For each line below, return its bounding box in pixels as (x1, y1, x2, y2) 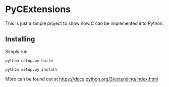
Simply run (5, 48, 28, 54)
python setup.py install (5, 67, 58, 72)
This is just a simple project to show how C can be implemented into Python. (5, 20, 164, 26)
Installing (5, 35, 35, 43)
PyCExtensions (5, 4, 71, 15)
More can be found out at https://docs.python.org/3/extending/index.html (5, 76, 158, 82)
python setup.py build (5, 58, 53, 63)
